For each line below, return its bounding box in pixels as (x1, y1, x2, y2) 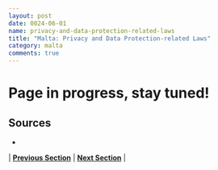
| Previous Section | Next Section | (8, 153, 127, 162)
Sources (8, 116, 52, 130)
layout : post (8, 11, 52, 20)
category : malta (8, 42, 63, 50)
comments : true (8, 49, 60, 57)
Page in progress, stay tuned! (8, 84, 210, 102)
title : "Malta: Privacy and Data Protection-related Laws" (8, 34, 212, 43)
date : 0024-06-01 (8, 19, 67, 27)
